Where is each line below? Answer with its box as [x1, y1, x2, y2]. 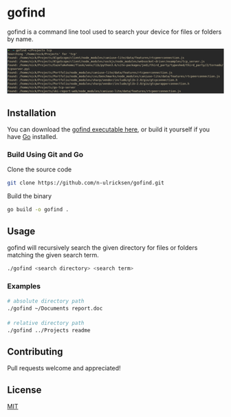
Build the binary [7, 192, 52, 200]
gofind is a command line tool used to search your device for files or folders [7, 28, 222, 36]
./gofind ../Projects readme [7, 327, 91, 334]
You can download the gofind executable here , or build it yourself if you [7, 125, 210, 133]
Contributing [7, 345, 63, 357]
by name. [7, 34, 34, 43]
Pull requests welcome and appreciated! [7, 364, 122, 372]
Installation [7, 107, 56, 118]
